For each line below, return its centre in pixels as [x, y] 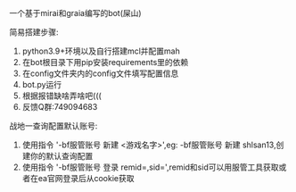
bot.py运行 [42, 84]
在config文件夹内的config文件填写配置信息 [100, 73]
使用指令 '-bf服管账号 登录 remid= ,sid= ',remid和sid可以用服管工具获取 [150, 167]
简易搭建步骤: [34, 32]
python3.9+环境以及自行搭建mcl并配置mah [101, 51]
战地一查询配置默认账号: [53, 126]
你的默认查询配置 [62, 156]
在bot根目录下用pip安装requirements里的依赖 [105, 62]
